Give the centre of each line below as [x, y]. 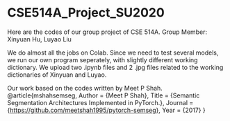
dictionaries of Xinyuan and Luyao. [57, 75]
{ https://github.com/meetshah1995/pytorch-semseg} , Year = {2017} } [107, 110]
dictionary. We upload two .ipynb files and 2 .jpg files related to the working [115, 67]
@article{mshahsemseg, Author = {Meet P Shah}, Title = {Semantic [104, 95]
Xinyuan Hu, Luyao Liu [39, 39]
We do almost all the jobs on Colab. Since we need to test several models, [113, 53]
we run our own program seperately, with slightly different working [102, 59]
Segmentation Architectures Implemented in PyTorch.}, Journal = [100, 102]
